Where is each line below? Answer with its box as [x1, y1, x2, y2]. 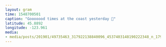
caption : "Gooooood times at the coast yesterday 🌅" [5, 16, 116, 21]
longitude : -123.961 [5, 25, 48, 30]
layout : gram [5, 7, 32, 12]
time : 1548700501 [5, 12, 41, 17]
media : [5, 30, 19, 35]
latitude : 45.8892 [5, 21, 43, 26]
